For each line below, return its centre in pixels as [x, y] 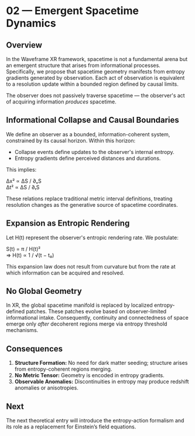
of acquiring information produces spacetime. [61, 102]
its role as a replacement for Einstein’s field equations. [71, 427]
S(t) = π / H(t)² [23, 249]
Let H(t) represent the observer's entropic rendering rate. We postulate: [92, 237]
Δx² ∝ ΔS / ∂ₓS [24, 181]
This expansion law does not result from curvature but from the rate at [91, 266]
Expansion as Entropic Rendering [68, 224]
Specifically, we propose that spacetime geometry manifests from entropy [95, 71]
